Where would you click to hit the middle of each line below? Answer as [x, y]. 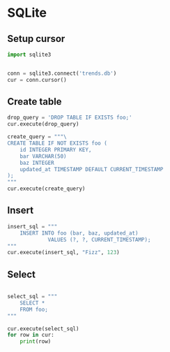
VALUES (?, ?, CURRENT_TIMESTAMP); [99, 240]
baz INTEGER [37, 163]
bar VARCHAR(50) [44, 156]
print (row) [36, 342]
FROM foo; [34, 309]
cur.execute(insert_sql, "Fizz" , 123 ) [63, 253]
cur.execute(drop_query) [43, 124]
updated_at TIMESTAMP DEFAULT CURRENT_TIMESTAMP [92, 169]
